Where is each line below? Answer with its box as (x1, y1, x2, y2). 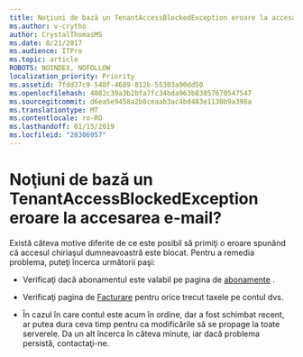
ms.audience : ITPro (9, 47, 83, 56)
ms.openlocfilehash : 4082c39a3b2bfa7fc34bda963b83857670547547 (9, 88, 252, 97)
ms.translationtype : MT (9, 105, 99, 114)
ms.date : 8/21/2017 (9, 38, 83, 48)
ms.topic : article (9, 55, 78, 64)
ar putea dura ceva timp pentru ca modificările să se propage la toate (22, 318, 280, 329)
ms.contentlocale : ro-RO (9, 114, 103, 123)
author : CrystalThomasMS (9, 30, 103, 39)
